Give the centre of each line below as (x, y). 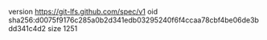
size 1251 (63, 28)
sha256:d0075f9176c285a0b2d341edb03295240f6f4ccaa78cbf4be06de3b (134, 20)
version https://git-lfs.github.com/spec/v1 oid (83, 12)
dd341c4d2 (27, 28)
